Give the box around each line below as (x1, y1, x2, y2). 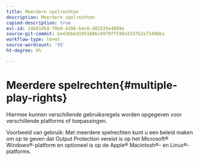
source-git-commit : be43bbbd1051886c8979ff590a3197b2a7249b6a (6, 31, 165, 37)
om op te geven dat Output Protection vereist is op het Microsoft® (6, 135, 169, 142)
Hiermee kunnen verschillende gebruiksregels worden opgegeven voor (6, 111, 182, 118)
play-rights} (6, 91, 68, 104)
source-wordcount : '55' (6, 42, 66, 48)
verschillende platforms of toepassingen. (6, 117, 107, 124)
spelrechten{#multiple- (58, 78, 178, 92)
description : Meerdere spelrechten (6, 14, 95, 20)
